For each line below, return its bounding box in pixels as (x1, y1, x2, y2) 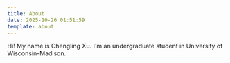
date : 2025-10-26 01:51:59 (7, 17, 85, 24)
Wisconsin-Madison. (7, 49, 67, 57)
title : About (7, 10, 45, 17)
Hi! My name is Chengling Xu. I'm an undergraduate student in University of (7, 42, 223, 51)
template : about (7, 23, 54, 30)
